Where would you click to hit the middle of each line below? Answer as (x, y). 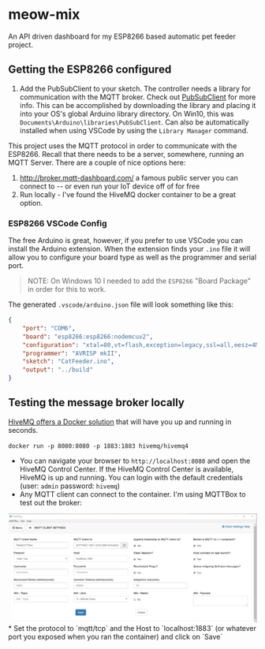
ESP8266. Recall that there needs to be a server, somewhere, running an (126, 154)
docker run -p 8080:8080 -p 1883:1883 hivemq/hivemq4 (99, 446)
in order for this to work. (67, 289)
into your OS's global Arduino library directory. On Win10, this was (127, 114)
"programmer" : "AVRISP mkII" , (72, 353)
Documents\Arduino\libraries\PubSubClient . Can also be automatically (134, 122)
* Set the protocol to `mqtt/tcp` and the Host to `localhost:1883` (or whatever (132, 628)
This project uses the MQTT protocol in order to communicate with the (123, 145)
